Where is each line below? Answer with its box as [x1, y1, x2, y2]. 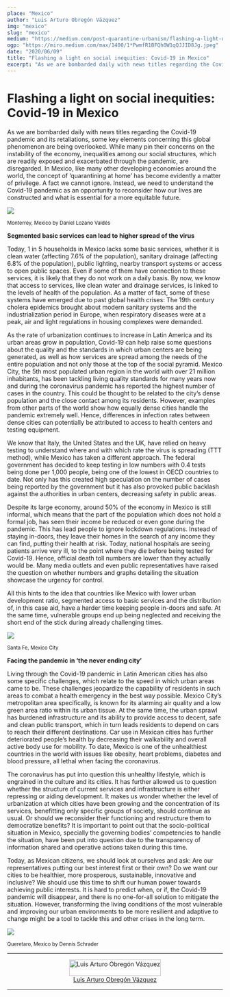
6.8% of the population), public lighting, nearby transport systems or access [7, 259, 222, 267]
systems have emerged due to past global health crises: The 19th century [7, 295, 214, 304]
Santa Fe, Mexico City [7, 644, 59, 651]
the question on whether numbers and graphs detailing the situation [7, 568, 199, 576]
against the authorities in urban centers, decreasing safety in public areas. [7, 489, 217, 497]
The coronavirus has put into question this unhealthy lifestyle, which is [7, 770, 206, 778]
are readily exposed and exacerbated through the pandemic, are [7, 157, 189, 165]
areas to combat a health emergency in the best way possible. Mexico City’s [7, 691, 222, 700]
